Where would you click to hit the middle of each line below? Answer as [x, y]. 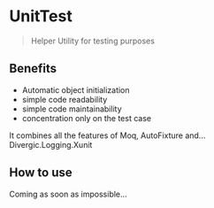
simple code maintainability [72, 109]
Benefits [33, 69]
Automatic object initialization [76, 89]
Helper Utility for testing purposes [92, 41]
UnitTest [41, 16]
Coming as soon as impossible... [68, 194]
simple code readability [65, 99]
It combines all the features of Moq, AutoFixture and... [107, 135]
